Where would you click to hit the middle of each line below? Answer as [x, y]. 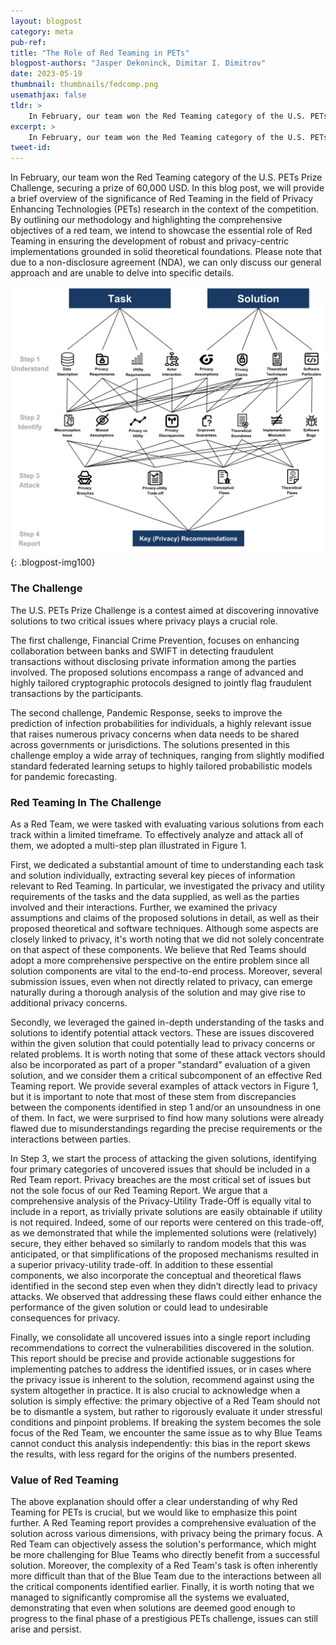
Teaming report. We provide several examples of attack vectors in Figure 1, [164, 1086]
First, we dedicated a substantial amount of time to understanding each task [167, 864]
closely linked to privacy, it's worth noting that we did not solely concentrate [167, 939]
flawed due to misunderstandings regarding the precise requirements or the [166, 1128]
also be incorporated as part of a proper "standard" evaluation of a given [160, 1064]
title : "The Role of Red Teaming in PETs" [100, 53]
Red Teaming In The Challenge [86, 802]
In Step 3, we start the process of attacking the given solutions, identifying [163, 1158]
